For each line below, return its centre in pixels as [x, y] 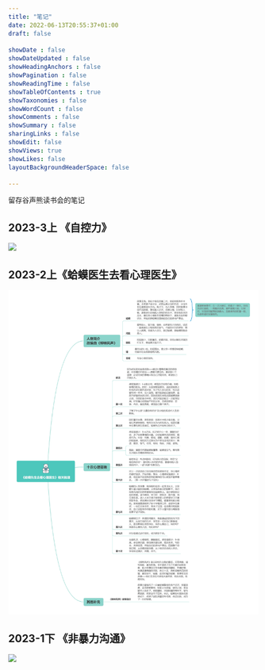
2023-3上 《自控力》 [60, 227]
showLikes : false [37, 159]
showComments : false [44, 117]
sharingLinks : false [44, 134]
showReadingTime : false [49, 83]
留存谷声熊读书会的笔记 [46, 200]
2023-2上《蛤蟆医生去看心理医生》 [95, 275]
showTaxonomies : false [48, 100]
